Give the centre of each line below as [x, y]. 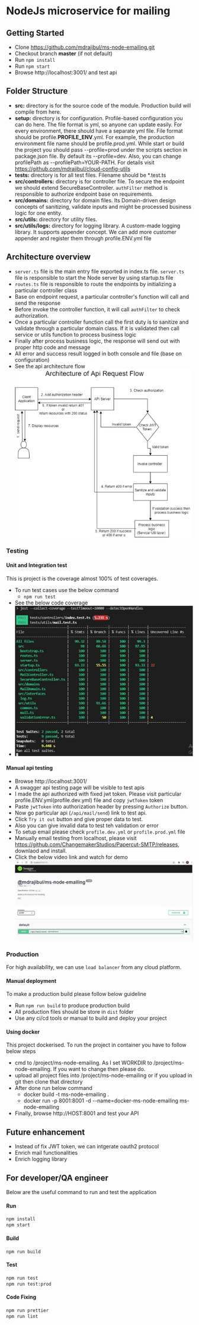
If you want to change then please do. [99, 1069]
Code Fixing [21, 1297]
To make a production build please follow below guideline [76, 994]
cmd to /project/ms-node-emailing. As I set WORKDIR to [84, 1063]
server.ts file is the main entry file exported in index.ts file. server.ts [99, 271]
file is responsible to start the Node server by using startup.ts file [94, 277]
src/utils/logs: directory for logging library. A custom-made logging [97, 225]
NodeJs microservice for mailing [88, 11]
